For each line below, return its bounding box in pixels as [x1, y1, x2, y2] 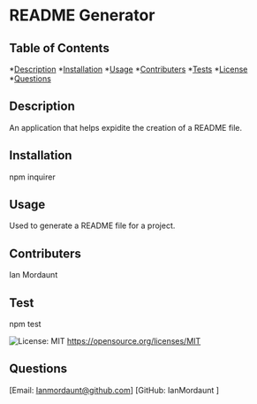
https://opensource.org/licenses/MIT [66, 336, 201, 347]
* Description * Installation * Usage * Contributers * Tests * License [9, 64, 248, 74]
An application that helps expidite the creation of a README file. [9, 122, 243, 133]
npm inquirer [9, 172, 56, 182]
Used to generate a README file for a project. [9, 220, 176, 231]
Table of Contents [9, 41, 110, 56]
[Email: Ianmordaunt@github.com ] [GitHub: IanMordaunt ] [9, 385, 219, 395]
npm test [9, 319, 42, 330]
